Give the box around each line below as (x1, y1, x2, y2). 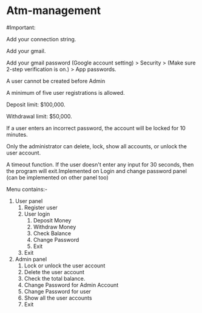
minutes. (6, 131, 29, 138)
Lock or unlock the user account (24, 262, 106, 269)
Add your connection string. (6, 35, 76, 43)
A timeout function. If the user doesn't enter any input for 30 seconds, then (6, 160, 194, 168)
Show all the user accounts (24, 294, 92, 301)
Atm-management (6, 4, 101, 18)
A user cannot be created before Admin (6, 77, 106, 84)
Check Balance (33, 229, 72, 237)
